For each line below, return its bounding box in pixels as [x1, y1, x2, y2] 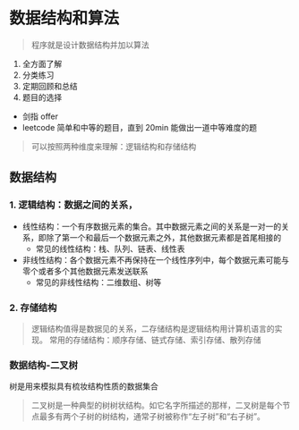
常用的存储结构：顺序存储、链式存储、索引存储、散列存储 [48, 334, 261, 345]
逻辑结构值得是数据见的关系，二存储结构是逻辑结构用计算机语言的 [30, 323, 275, 333]
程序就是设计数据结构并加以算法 [30, 39, 149, 50]
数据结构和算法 [9, 8, 120, 29]
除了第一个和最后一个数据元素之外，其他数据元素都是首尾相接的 [46, 232, 282, 242]
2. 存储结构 [9, 301, 57, 314]
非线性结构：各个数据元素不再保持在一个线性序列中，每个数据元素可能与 [21, 254, 289, 265]
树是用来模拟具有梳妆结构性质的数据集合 [9, 381, 158, 392]
